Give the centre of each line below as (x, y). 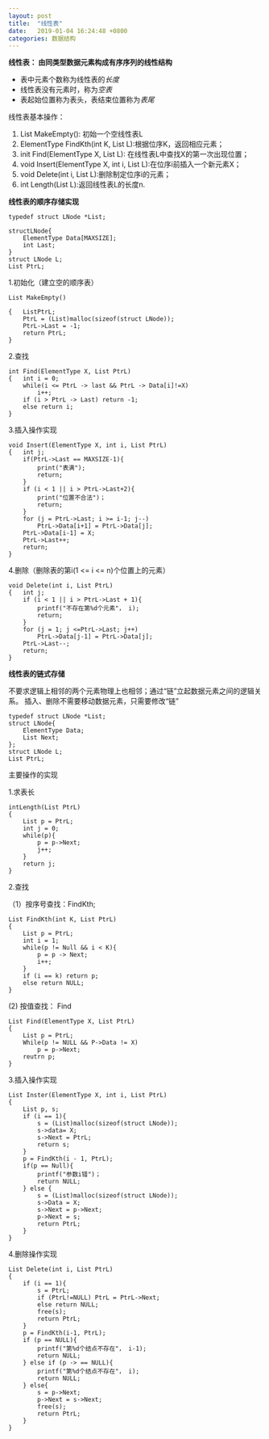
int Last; (39, 246)
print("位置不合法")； (72, 498)
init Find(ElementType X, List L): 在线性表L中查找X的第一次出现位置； (134, 154)
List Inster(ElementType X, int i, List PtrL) (88, 1096)
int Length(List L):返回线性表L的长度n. (83, 185)
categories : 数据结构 (42, 38)
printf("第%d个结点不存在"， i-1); (92, 1349)
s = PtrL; (54, 1291)
